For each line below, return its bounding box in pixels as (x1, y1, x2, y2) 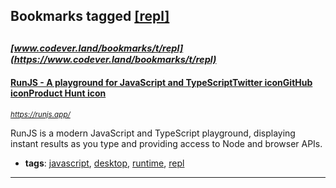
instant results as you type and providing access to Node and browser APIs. (10, 137, 323, 149)
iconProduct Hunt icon (10, 87, 107, 99)
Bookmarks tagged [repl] (10, 8, 170, 25)
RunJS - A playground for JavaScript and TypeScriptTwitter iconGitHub (10, 77, 313, 89)
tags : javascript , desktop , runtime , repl (24, 157, 185, 169)
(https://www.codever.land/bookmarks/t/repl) (10, 53, 217, 66)
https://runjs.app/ (10, 109, 71, 119)
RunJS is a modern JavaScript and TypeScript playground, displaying (10, 127, 296, 139)
